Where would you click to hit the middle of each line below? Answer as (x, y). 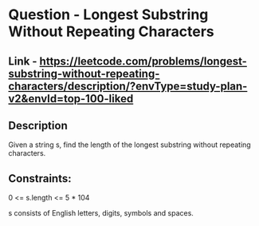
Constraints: (40, 178)
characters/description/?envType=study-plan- (128, 86)
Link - (23, 61)
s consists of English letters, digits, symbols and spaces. (101, 213)
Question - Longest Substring (108, 15)
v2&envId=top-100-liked (71, 99)
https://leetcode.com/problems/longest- (143, 61)
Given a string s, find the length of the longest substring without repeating (129, 145)
